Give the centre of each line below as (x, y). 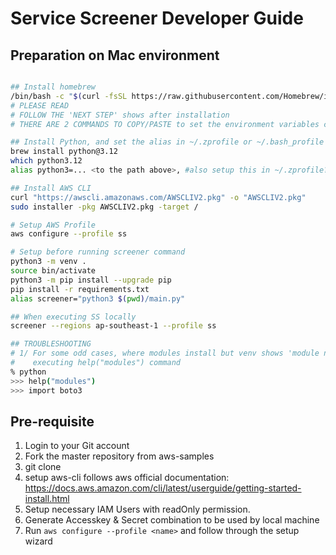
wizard (38, 541)
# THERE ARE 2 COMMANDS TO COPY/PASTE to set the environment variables (165, 124)
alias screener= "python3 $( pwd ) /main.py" (98, 298)
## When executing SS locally (73, 317)
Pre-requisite (52, 421)
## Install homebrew (53, 87)
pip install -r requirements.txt (80, 289)
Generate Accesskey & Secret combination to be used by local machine (172, 520)
